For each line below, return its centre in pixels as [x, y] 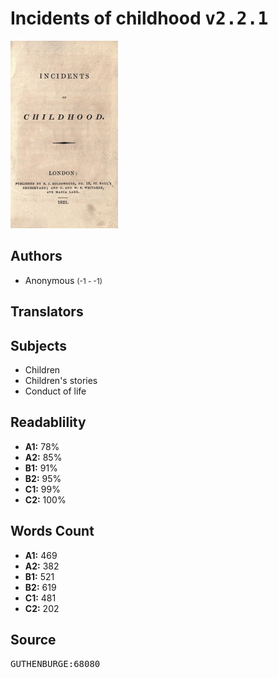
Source [33, 639]
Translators [47, 312]
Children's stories [61, 380]
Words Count [52, 531]
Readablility [48, 422]
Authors [36, 256]
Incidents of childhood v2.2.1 [139, 18]
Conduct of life [55, 391]
